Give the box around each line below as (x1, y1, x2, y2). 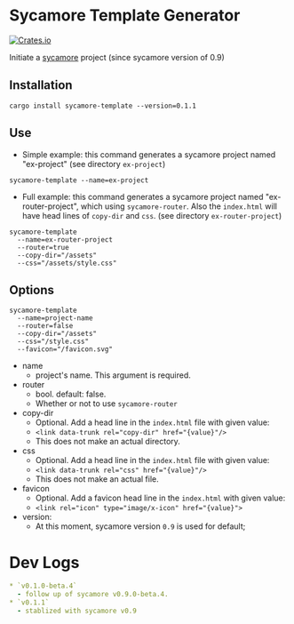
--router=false (17, 322, 74, 331)
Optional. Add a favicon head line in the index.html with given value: (35, 492, 286, 503)
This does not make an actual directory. (35, 436, 180, 447)
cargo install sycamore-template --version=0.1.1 (9, 101, 197, 110)
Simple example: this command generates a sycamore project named (21, 148, 276, 160)
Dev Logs (9, 552, 80, 572)
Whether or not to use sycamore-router (35, 398, 178, 409)
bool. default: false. (35, 388, 107, 400)
